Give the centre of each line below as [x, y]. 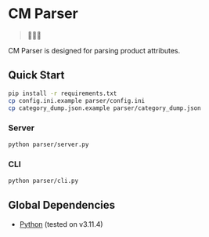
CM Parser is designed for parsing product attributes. [94, 50]
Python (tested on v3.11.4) [61, 224]
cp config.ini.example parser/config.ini [77, 100]
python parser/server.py [49, 144]
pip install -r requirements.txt [63, 93]
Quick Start [36, 75]
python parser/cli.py [43, 180]
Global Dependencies [62, 205]
